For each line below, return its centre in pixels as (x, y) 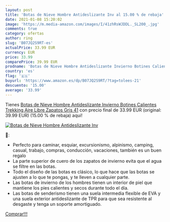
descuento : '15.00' (26, 85)
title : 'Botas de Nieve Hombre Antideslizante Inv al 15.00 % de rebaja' (85, 15)
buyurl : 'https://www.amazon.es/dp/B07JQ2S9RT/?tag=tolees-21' (73, 81)
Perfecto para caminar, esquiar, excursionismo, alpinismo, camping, (83, 144)
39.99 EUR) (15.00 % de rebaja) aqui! (44, 115)
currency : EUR (20, 52)
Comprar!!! (16, 214)
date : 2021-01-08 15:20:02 (34, 19)
